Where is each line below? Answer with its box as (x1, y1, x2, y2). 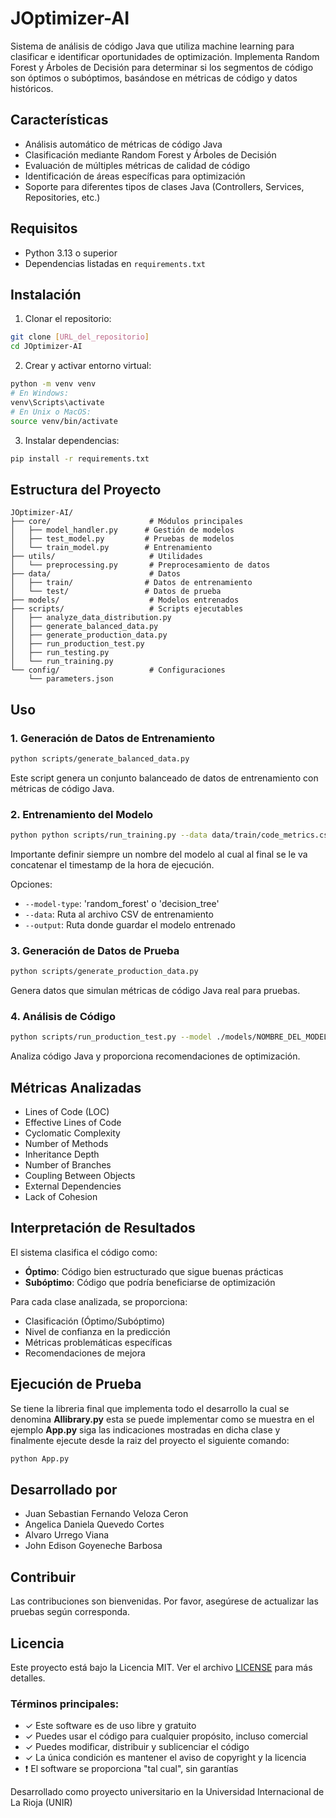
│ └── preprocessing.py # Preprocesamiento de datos (10, 560, 271, 571)
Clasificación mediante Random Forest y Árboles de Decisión (24, 148, 277, 161)
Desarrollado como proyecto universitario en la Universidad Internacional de (10, 1786, 325, 1798)
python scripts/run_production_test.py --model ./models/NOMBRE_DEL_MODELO (10, 1032, 333, 1042)
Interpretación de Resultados (10, 1220, 196, 1237)
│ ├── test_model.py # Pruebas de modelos (10, 534, 235, 544)
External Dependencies (24, 1180, 122, 1192)
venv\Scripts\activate (10, 397, 105, 407)
